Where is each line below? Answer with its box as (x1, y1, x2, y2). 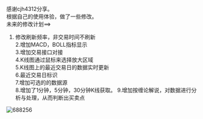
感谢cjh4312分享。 (6, 5, 53, 12)
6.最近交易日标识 (15, 72, 58, 78)
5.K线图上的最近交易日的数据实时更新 (15, 64, 110, 71)
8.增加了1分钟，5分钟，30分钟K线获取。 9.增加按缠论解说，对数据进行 (15, 87, 192, 93)
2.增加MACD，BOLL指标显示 (15, 41, 88, 48)
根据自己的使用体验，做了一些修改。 (6, 13, 98, 20)
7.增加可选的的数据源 (15, 79, 68, 86)
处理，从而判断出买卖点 (26, 94, 85, 101)
